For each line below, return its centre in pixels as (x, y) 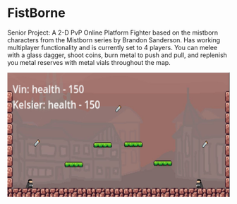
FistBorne (36, 13)
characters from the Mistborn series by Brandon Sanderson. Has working (114, 40)
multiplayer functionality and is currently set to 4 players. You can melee (113, 47)
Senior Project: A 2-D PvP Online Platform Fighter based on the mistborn (113, 32)
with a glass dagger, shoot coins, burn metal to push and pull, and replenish (117, 55)
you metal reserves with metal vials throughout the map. (89, 62)
